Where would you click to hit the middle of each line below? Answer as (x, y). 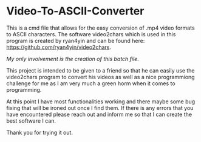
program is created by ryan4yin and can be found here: (76, 40)
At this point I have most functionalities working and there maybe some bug (101, 102)
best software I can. (31, 121)
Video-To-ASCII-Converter (75, 11)
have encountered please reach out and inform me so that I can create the (99, 114)
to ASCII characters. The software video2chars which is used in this (91, 34)
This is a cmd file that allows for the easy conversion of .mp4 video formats (101, 28)
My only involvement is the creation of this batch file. (73, 59)
